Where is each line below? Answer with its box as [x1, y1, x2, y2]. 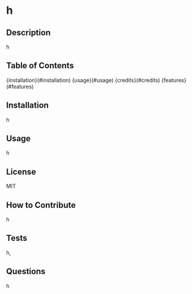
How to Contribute [6, 200, 76, 210]
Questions [6, 266, 46, 277]
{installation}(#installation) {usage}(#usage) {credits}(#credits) [6, 76, 160, 84]
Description [6, 28, 51, 38]
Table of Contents [6, 60, 75, 71]
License [6, 166, 36, 177]
